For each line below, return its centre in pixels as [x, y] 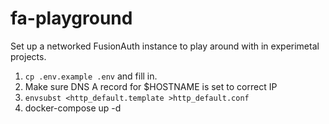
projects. [28, 56]
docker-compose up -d [73, 108]
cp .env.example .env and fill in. [91, 76]
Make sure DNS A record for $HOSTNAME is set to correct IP [151, 86]
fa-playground [71, 18]
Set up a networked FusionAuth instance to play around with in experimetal [165, 46]
